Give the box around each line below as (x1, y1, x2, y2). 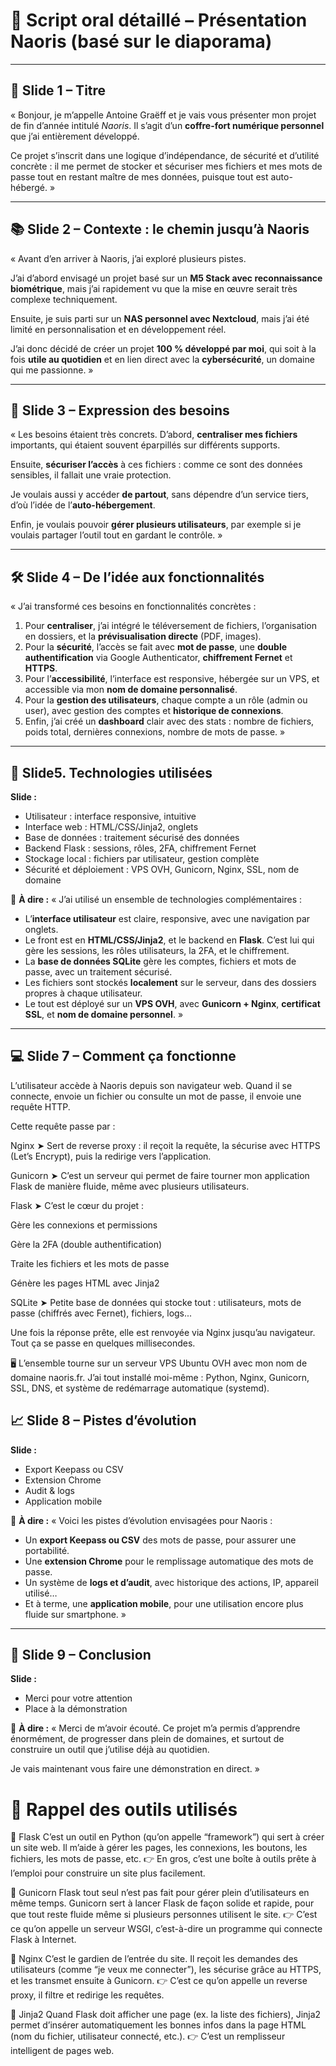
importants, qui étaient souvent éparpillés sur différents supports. (10, 439, 281, 451)
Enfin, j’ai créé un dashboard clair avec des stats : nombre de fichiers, (24, 715, 315, 728)
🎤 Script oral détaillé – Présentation (10, 9, 308, 32)
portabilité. (24, 1544, 70, 1556)
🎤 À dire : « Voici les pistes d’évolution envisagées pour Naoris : (10, 1514, 273, 1526)
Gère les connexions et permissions (10, 1219, 158, 1231)
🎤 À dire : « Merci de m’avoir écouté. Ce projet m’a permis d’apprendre (10, 1722, 301, 1734)
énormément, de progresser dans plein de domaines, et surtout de (10, 1733, 285, 1745)
